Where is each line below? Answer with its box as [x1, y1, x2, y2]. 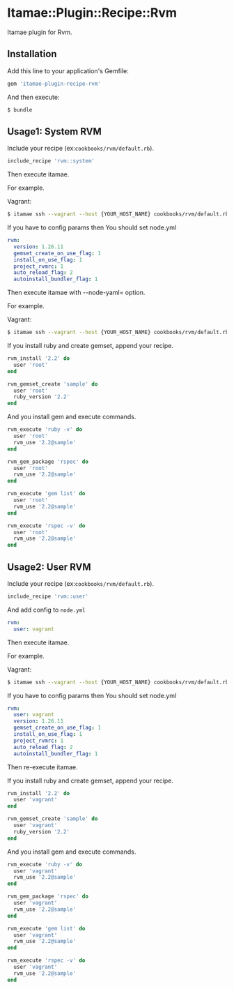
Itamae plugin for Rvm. [7, 28, 72, 36]
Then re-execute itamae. [7, 762, 78, 771]
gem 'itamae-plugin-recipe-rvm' [7, 80, 101, 87]
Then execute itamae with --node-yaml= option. [7, 288, 146, 297]
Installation [7, 48, 57, 60]
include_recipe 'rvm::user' [7, 593, 89, 600]
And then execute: [7, 93, 60, 101]
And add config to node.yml [7, 605, 86, 614]
